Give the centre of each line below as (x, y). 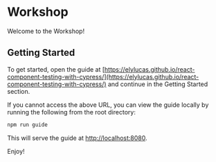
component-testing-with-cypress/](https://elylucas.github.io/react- (103, 77)
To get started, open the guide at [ (56, 69)
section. (19, 91)
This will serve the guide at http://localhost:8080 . (77, 138)
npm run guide (28, 125)
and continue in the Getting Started (158, 84)
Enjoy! (16, 151)
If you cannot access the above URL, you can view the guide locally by (108, 105)
